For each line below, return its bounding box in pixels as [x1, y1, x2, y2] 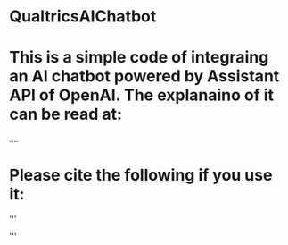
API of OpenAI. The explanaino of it [9, 85, 275, 106]
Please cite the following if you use [9, 165, 273, 185]
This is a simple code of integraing [9, 47, 269, 68]
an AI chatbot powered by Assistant [9, 66, 280, 87]
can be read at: [9, 105, 123, 124]
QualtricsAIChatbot [9, 6, 157, 27]
